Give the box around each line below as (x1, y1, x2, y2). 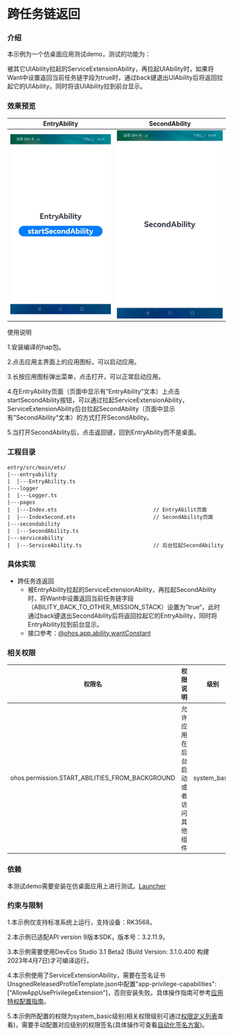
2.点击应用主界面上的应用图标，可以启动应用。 (7, 358, 141, 366)
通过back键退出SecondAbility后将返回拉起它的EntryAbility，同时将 (27, 611, 218, 620)
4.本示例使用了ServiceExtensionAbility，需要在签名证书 (7, 971, 166, 979)
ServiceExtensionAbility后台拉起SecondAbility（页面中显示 (7, 405, 175, 413)
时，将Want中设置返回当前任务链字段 (27, 594, 134, 602)
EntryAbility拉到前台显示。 (27, 620, 103, 628)
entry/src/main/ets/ (7, 464, 67, 472)
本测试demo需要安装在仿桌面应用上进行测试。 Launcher (7, 881, 166, 890)
